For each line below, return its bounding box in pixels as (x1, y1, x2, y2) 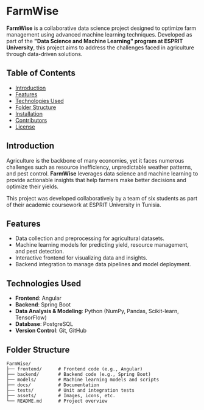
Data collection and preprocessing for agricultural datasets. (15, 235, 164, 242)
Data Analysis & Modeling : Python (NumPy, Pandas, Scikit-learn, (15, 308, 180, 315)
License (15, 123, 35, 130)
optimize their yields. (6, 183, 59, 190)
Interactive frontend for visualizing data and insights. (15, 254, 148, 261)
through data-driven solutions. (6, 50, 83, 57)
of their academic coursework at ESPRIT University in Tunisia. (6, 201, 161, 208)
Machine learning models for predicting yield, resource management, (15, 241, 189, 249)
